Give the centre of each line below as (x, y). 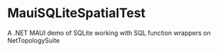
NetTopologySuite (34, 40)
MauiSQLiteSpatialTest (76, 13)
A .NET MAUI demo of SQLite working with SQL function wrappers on (109, 33)
